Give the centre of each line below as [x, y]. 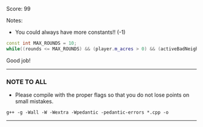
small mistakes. [34, 102]
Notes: [14, 20]
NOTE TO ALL [27, 82]
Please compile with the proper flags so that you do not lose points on [102, 95]
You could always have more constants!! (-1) [70, 32]
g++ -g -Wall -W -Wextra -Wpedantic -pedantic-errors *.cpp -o [88, 112]
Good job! [19, 60]
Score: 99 [18, 9]
